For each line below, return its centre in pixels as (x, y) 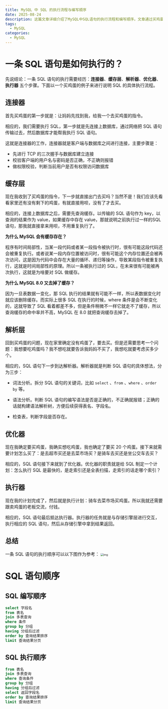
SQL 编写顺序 (26, 596)
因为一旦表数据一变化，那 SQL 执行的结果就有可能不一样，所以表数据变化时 (83, 294)
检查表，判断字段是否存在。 (41, 417)
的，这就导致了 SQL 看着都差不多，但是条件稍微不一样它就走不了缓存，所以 (83, 306)
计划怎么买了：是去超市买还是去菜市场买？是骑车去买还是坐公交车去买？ (84, 453)
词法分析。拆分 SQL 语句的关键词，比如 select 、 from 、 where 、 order (84, 383)
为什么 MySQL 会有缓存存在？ (36, 237)
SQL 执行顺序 (26, 658)
